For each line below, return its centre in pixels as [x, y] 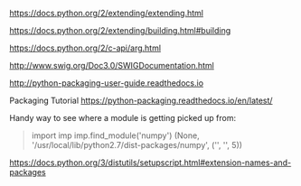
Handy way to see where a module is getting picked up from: [123, 118]
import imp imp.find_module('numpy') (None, [116, 135]
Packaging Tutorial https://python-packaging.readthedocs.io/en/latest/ [141, 100]
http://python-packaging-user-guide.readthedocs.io [107, 83]
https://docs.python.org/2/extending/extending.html [106, 13]
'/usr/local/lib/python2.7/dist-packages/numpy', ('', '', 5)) [136, 145]
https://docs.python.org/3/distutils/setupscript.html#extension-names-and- [150, 163]
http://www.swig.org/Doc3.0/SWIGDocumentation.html [112, 65]
